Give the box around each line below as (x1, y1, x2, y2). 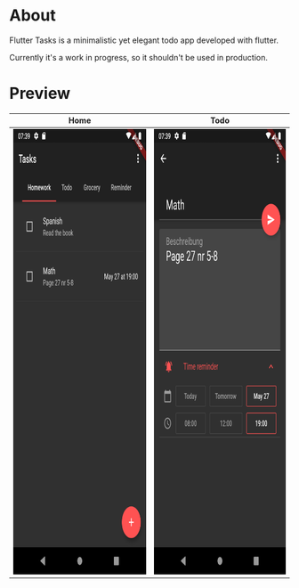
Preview (9, 84, 71, 103)
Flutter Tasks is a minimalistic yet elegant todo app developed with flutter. (9, 35, 279, 45)
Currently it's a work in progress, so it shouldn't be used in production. (9, 52, 269, 62)
